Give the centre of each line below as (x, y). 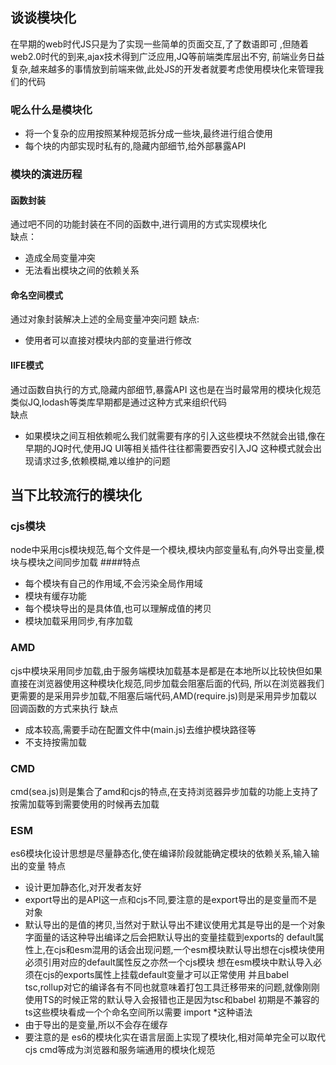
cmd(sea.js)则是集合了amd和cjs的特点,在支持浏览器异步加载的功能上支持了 (164, 791)
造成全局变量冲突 (60, 258)
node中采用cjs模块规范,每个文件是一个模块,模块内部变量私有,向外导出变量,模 (167, 550)
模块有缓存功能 (55, 596)
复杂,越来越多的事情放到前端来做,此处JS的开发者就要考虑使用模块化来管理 (163, 69)
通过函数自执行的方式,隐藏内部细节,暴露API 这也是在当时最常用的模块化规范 (166, 389)
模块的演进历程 (46, 175)
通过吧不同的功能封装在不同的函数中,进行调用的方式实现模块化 (139, 224)
